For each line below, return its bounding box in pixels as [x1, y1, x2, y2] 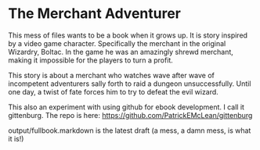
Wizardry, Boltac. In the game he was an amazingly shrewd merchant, [8, 47, 233, 56]
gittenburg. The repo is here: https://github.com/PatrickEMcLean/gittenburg [8, 110, 253, 120]
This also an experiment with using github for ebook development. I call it [8, 102, 245, 112]
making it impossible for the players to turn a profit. [8, 55, 174, 65]
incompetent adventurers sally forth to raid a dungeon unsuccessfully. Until [8, 79, 251, 88]
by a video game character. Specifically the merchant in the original [8, 38, 226, 48]
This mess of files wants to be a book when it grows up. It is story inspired [8, 30, 248, 40]
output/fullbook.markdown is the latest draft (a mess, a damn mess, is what [8, 126, 251, 135]
